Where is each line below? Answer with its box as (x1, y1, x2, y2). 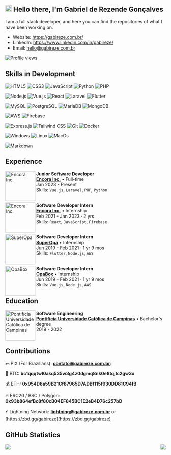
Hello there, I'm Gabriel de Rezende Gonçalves (13, 5, 164, 14)
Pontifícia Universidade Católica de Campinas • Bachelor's (36, 316, 163, 322)
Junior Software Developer (36, 171, 95, 177)
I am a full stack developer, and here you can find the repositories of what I (5, 18, 162, 25)
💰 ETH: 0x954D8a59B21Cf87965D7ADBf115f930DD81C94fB (5, 381, 137, 387)
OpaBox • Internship (36, 271, 80, 277)
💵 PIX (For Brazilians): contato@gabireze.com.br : (5, 361, 112, 367)
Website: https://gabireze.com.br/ (12, 34, 83, 40)
